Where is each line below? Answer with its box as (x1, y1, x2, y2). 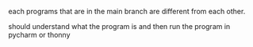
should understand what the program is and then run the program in (8, 22, 231, 31)
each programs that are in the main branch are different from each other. (8, 7, 246, 16)
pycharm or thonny (8, 31, 71, 39)
